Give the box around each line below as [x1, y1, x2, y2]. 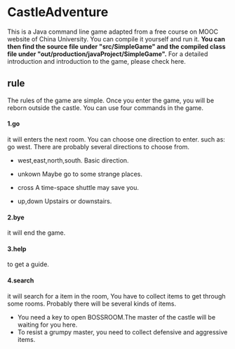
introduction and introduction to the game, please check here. [7, 57, 186, 65]
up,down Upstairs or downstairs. [17, 197, 112, 205]
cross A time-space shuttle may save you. [17, 183, 139, 191]
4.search [7, 276, 34, 285]
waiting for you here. [17, 320, 78, 329]
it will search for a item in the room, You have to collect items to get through [7, 292, 226, 300]
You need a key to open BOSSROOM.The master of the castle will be [17, 313, 216, 321]
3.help [7, 245, 27, 253]
